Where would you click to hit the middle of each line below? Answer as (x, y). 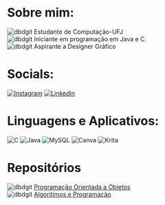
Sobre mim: (41, 13)
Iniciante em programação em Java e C (90, 39)
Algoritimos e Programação (73, 194)
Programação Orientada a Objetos (82, 186)
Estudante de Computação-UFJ (79, 32)
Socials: (31, 74)
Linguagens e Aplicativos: (83, 121)
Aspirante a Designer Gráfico (75, 46)
